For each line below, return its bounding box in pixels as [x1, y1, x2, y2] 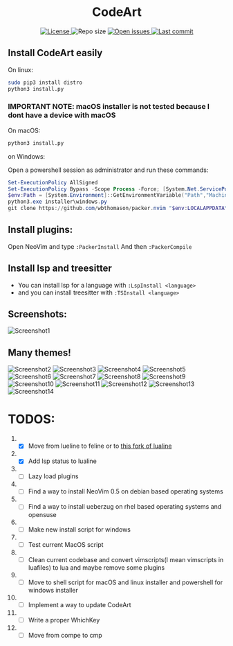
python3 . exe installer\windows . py [8, 198, 108, 205]
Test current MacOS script [28, 540, 104, 548]
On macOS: [8, 126, 41, 134]
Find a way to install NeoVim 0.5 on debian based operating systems [28, 487, 223, 496]
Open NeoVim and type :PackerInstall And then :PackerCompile [8, 242, 192, 250]
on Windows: [8, 152, 46, 160]
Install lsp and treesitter [8, 263, 113, 274]
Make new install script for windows [28, 525, 131, 534]
